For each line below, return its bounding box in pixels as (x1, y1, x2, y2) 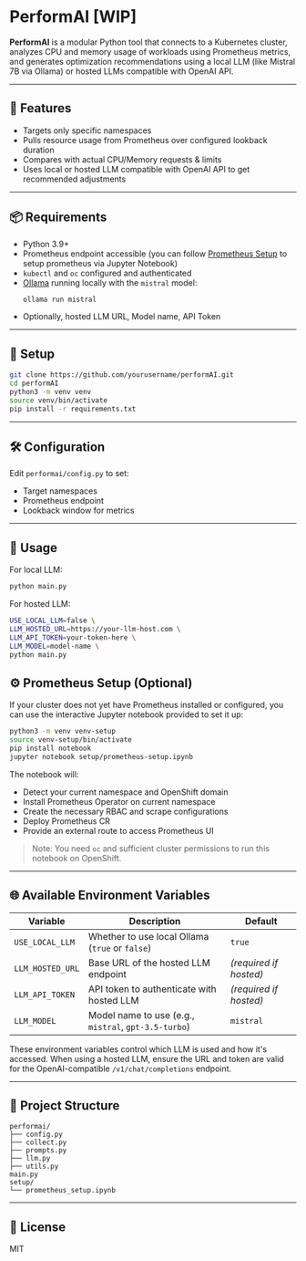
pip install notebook (9, 744, 92, 754)
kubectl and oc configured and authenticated (22, 267, 192, 278)
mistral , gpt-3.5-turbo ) (87, 1020, 191, 1033)
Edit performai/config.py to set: (9, 468, 129, 479)
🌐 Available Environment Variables (9, 888, 211, 903)
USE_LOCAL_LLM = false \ (9, 616, 96, 626)
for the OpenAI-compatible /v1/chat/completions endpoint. (9, 1063, 232, 1074)
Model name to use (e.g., (87, 1008, 195, 1021)
